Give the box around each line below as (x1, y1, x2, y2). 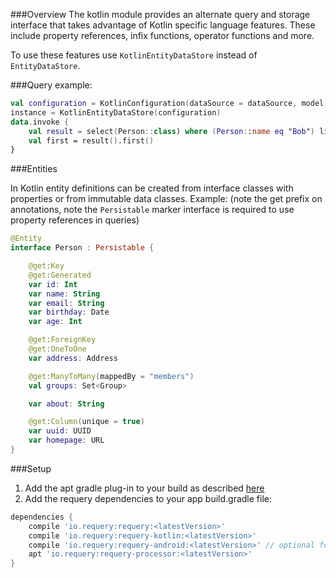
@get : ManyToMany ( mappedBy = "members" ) (28, 371, 195, 381)
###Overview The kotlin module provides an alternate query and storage (10, 9, 311, 20)
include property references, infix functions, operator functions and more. (10, 30, 315, 41)
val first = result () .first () (28, 135, 155, 146)
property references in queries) (10, 214, 140, 226)
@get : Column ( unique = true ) (28, 417, 145, 427)
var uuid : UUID (28, 426, 92, 436)
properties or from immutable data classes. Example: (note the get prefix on (10, 193, 323, 205)
